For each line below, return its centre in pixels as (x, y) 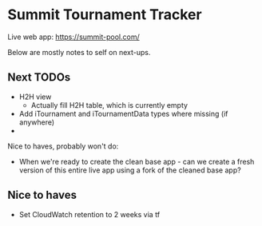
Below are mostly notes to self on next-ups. (79, 52)
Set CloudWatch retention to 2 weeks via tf (89, 214)
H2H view (35, 97)
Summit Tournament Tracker (105, 15)
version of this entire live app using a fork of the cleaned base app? (130, 170)
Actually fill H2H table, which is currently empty (109, 105)
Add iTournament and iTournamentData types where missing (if (123, 113)
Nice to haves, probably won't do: (63, 146)
